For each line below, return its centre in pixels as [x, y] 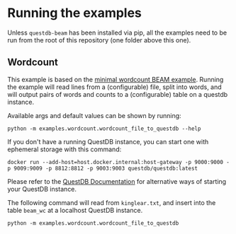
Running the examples [74, 13]
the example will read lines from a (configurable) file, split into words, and [114, 87]
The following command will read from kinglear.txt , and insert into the [112, 202]
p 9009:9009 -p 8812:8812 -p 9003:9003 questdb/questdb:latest [103, 168]
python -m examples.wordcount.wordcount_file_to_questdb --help [104, 129]
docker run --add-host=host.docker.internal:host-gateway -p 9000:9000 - [119, 162]
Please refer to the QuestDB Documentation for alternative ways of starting [117, 181]
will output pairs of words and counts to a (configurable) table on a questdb [118, 94]
